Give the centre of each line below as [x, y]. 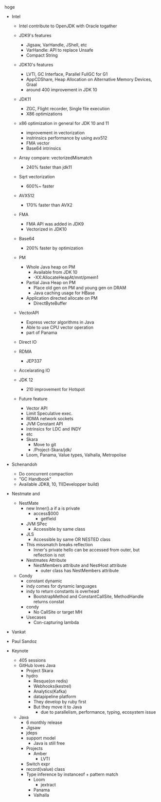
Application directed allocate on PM [62, 298]
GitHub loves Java [37, 665]
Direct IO [28, 342]
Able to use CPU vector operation [60, 327]
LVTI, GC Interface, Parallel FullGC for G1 [67, 74]
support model [41, 738]
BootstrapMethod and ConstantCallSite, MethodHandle [89, 596]
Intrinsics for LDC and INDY [54, 429]
